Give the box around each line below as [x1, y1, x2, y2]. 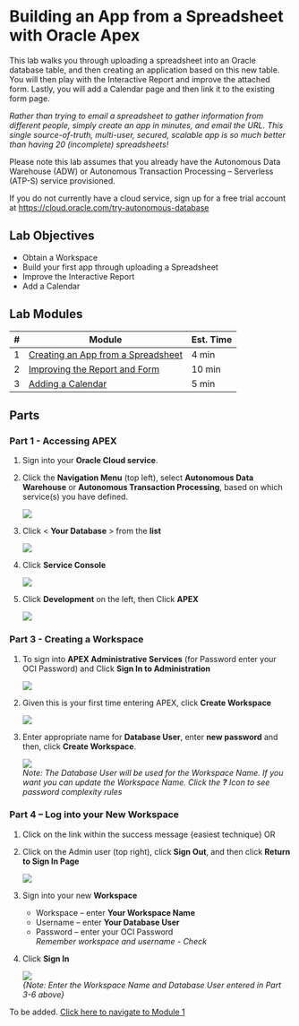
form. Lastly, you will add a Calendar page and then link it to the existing [9, 83, 275, 94]
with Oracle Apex [9, 25, 141, 46]
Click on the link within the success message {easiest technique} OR [21, 829, 276, 840]
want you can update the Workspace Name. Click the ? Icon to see [21, 777, 270, 788]
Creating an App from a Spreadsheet [28, 348, 184, 360]
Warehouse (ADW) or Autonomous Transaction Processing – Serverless [9, 166, 274, 177]
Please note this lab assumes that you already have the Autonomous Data [9, 156, 281, 167]
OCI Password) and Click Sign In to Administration [21, 663, 211, 674]
